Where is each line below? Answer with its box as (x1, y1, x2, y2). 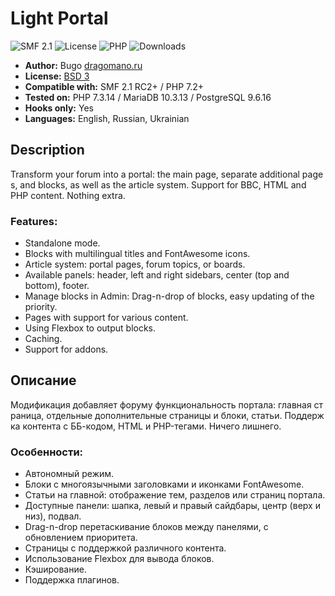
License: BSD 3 (24, 70, 90, 82)
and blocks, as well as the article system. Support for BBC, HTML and (19, 178, 307, 191)
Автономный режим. (24, 468, 115, 480)
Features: (10, 214, 58, 228)
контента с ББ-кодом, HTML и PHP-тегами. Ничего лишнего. (22, 420, 282, 432)
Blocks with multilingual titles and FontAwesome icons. (24, 248, 251, 260)
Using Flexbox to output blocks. (24, 322, 157, 334)
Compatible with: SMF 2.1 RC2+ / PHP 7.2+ (24, 80, 205, 92)
